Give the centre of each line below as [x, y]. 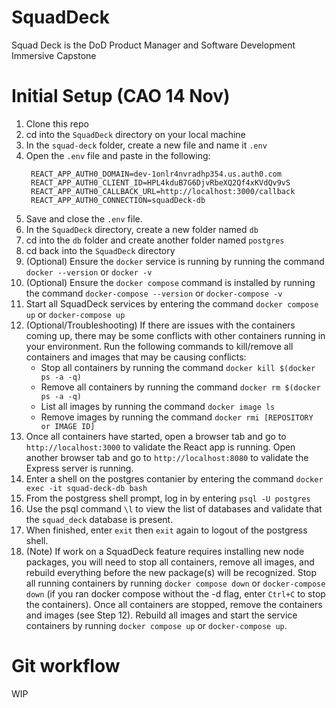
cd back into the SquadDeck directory [100, 250]
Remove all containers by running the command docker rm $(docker [180, 387]
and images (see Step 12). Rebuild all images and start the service [161, 615]
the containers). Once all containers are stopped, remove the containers [174, 604]
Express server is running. [79, 468]
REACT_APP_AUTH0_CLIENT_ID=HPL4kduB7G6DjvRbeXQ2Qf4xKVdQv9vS [160, 182]
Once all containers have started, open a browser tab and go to [156, 436]
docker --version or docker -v [89, 272]
